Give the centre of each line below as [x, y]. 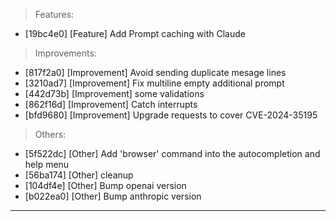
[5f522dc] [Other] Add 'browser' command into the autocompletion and [172, 153]
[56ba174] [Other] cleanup [79, 175]
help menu [47, 164]
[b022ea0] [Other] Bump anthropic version [113, 196]
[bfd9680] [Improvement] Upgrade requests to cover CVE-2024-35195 [171, 115]
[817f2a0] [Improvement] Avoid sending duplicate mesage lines [155, 72]
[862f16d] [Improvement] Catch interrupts [111, 104]
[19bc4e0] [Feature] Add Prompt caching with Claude [135, 33]
